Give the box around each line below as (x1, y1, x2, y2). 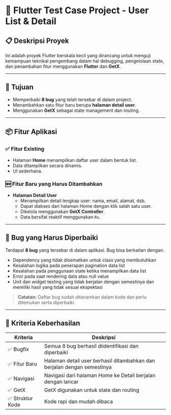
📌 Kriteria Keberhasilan (5, 319, 80, 327)
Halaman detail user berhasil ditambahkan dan (44, 357, 155, 364)
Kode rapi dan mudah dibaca (44, 398, 113, 405)
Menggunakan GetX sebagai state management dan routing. (12, 107, 140, 113)
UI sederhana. (12, 168, 42, 174)
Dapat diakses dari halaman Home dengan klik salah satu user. (20, 203, 152, 209)
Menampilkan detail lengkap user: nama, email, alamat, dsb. (20, 198, 146, 204)
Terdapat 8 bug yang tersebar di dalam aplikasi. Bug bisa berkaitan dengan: (5, 247, 164, 253)
